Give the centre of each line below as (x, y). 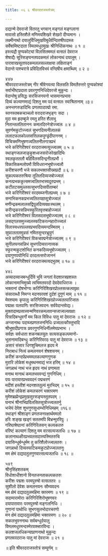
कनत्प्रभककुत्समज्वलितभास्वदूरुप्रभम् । (35, 181)
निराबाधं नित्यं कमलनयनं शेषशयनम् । (34, 351)
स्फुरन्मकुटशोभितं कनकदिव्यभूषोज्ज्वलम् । (38, 250)
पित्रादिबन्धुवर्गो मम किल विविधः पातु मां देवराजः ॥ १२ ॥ (48, 316)
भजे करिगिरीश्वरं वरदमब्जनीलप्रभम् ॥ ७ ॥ (38, 192)
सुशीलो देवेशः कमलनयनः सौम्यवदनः (32, 486)
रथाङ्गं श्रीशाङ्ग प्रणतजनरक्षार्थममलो (33, 414)
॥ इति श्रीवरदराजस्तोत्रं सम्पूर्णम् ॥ (31, 548)
